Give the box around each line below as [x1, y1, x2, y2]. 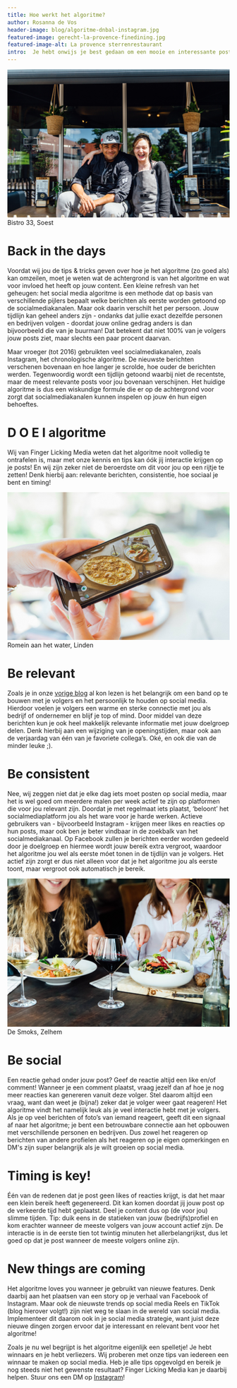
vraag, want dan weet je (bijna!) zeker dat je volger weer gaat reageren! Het [7, 1098, 227, 1106]
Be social [7, 1052, 62, 1068]
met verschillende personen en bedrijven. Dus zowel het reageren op [7, 1128, 208, 1136]
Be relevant [7, 665, 75, 682]
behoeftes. [7, 399, 39, 409]
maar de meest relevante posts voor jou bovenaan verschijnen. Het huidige [7, 378, 226, 386]
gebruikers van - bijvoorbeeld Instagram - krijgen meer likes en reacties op [7, 819, 226, 828]
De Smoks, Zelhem [7, 1027, 62, 1036]
